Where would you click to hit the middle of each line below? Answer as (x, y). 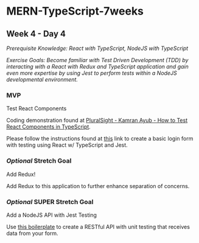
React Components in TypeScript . (49, 127)
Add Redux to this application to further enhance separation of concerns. (98, 186)
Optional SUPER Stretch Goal (50, 202)
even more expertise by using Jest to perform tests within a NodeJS (92, 73)
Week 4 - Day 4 (36, 34)
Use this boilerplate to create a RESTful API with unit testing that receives (98, 227)
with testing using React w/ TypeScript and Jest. (67, 145)
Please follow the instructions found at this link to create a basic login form (100, 139)
